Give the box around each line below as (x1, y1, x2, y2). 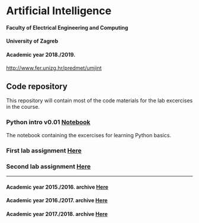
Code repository (6, 81, 68, 91)
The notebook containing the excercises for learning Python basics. (6, 131, 172, 138)
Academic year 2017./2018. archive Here (6, 210, 108, 217)
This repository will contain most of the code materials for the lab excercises (6, 97, 193, 104)
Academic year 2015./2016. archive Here (6, 183, 108, 190)
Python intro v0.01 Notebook (6, 118, 91, 127)
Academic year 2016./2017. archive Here (6, 197, 108, 204)
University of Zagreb (6, 37, 59, 45)
